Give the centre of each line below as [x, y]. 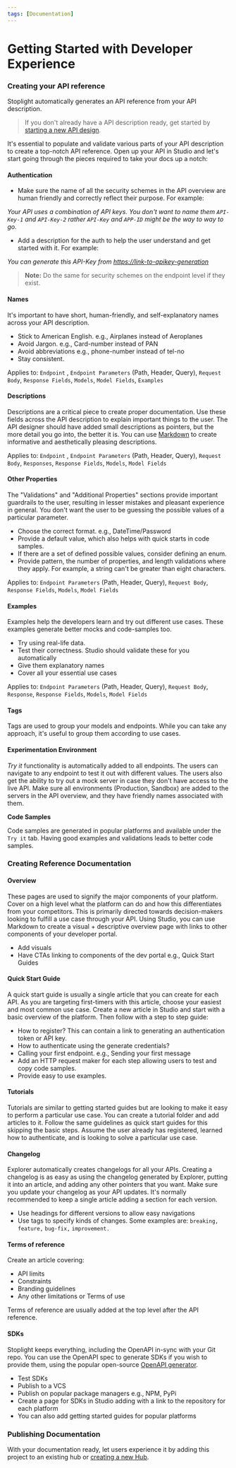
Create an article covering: [46, 1260]
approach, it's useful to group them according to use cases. [94, 734]
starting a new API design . [63, 130]
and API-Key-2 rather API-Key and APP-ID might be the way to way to [124, 219]
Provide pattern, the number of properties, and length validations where [122, 561]
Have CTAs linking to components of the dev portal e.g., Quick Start [116, 955]
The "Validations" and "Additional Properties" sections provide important [113, 495]
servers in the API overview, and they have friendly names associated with [115, 795]
